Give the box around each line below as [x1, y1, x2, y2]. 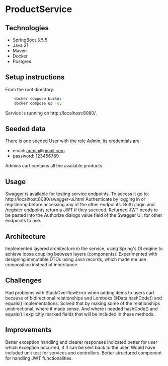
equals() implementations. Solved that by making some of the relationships [5, 300, 160, 306]
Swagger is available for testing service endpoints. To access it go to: [5, 191, 149, 197]
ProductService [5, 4, 72, 15]
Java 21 [12, 42, 29, 48]
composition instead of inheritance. [5, 262, 79, 268]
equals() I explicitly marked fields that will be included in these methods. [5, 311, 155, 317]
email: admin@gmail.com [12, 148, 65, 154]
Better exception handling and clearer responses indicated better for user [5, 339, 157, 345]
